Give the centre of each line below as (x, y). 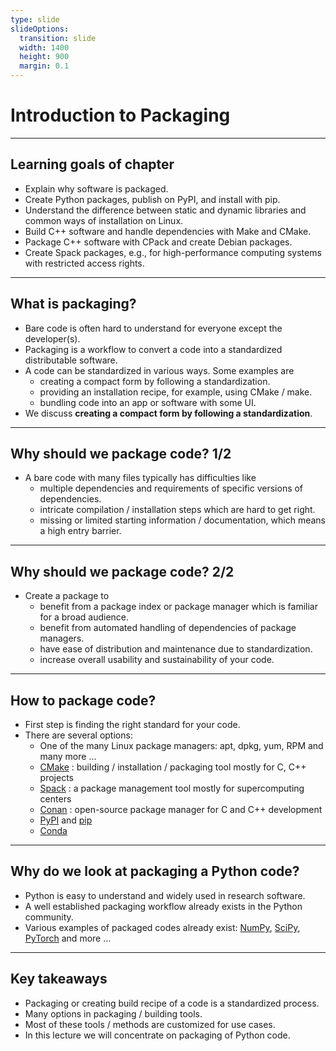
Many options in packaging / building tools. (113, 1013)
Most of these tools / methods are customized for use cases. (150, 1024)
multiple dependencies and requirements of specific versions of (171, 488)
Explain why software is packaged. (96, 188)
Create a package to (67, 596)
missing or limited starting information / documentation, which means (183, 520)
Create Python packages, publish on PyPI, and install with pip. (152, 199)
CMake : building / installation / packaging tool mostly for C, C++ (173, 767)
